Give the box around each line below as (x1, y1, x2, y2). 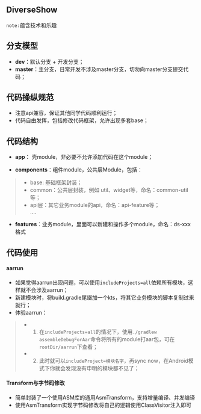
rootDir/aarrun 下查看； (39, 343, 98, 350)
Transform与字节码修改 (6, 379, 65, 387)
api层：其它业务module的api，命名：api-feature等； (29, 202, 160, 209)
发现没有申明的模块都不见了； (65, 364, 140, 372)
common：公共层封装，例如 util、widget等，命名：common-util (29, 187, 188, 194)
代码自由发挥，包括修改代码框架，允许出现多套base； (14, 117, 149, 124)
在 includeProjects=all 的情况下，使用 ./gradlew (39, 328, 157, 335)
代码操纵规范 (6, 93, 54, 103)
